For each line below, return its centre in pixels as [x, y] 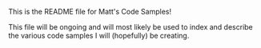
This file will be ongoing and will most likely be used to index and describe [131, 27]
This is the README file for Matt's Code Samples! [90, 12]
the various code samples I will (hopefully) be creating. [99, 36]
